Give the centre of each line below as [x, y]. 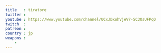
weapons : [16, 38]
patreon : [16, 29]
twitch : [16, 24]
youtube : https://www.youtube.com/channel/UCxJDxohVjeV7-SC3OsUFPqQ [81, 19]
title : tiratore [26, 10]
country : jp [19, 33]
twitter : [16, 15]
